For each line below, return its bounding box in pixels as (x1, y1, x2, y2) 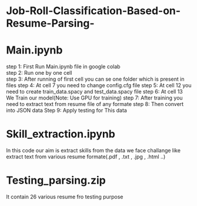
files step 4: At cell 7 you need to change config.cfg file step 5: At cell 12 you (6, 82, 192, 89)
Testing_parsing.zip (6, 174, 106, 187)
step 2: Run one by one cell (6, 69, 72, 77)
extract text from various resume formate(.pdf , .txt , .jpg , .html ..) (6, 153, 166, 160)
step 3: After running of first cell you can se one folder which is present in (6, 75, 185, 83)
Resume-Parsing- (6, 16, 95, 30)
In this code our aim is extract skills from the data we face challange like (6, 147, 181, 154)
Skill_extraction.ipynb (6, 128, 116, 141)
